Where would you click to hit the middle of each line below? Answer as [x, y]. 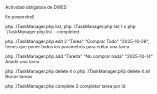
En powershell [20, 17]
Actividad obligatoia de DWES [36, 7]
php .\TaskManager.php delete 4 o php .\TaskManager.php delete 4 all [77, 71]
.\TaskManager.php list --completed [42, 32]
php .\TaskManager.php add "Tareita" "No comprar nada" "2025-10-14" [79, 56]
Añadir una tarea [22, 61]
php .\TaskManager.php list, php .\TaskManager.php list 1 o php [70, 26]
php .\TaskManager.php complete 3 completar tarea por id [65, 86]
